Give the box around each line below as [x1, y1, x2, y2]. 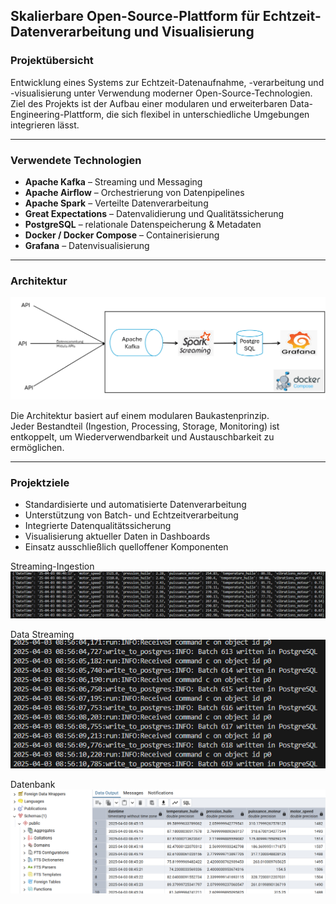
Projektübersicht [10, 54, 94, 68]
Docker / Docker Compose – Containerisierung [24, 229, 220, 241]
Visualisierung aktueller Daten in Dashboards [24, 530, 211, 543]
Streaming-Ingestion [10, 560, 95, 573]
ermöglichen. [10, 442, 65, 454]
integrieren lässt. [10, 119, 80, 131]
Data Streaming [10, 629, 75, 641]
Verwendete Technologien [10, 153, 142, 167]
